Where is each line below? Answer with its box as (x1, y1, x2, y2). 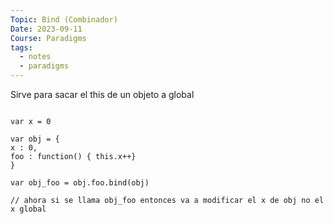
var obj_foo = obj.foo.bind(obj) (10, 178, 150, 188)
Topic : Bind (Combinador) (10, 14, 118, 25)
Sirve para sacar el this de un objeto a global (10, 89, 195, 100)
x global (10, 204, 47, 214)
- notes (19, 52, 52, 62)
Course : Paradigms (10, 33, 87, 43)
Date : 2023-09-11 (10, 24, 83, 34)
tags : (10, 42, 33, 53)
